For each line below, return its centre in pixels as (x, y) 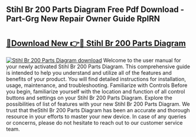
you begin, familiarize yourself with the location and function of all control (96, 91)
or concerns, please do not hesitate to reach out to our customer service (94, 123)
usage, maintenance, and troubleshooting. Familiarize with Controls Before (97, 85)
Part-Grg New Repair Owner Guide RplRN (83, 19)
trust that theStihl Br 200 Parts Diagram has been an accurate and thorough (98, 110)
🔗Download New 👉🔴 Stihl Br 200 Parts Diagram (96, 43)
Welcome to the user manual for (142, 60)
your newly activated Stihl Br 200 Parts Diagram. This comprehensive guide (98, 66)
